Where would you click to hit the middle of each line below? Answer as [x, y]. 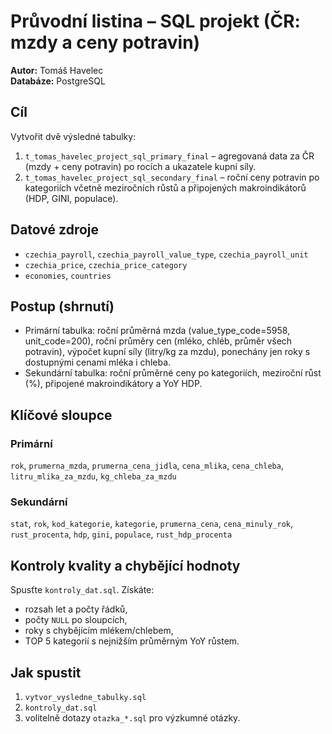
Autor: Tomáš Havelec [57, 70]
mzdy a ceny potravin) [105, 42]
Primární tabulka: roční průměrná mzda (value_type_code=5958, [157, 331]
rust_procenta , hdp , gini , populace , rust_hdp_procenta [121, 534]
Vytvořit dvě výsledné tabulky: [73, 136]
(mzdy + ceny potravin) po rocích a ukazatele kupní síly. [140, 166]
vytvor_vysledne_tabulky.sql [85, 697]
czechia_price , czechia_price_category [106, 264]
